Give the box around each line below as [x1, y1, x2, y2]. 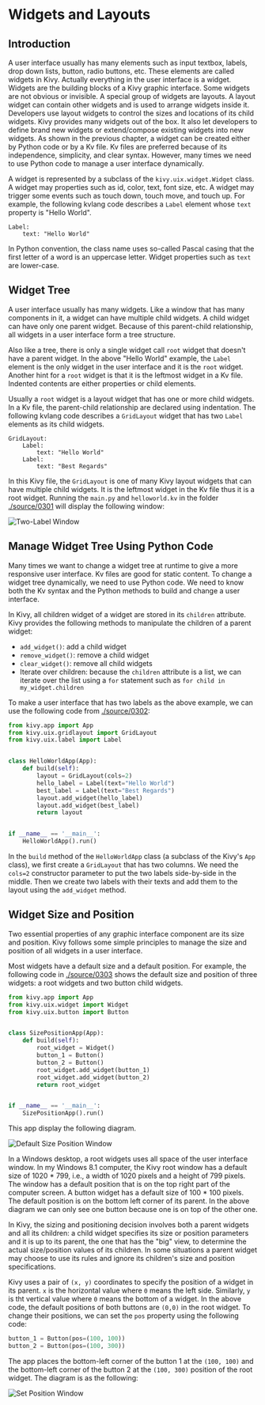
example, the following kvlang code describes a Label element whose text [8, 199, 252, 209]
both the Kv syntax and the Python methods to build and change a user [8, 585, 240, 595]
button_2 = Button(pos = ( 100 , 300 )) [8, 1343, 126, 1350]
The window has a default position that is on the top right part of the [8, 1180, 231, 1189]
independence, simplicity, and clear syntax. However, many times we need [8, 150, 252, 160]
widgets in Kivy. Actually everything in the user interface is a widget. [8, 75, 232, 84]
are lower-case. [8, 261, 59, 270]
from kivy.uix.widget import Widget [8, 1001, 129, 1009]
